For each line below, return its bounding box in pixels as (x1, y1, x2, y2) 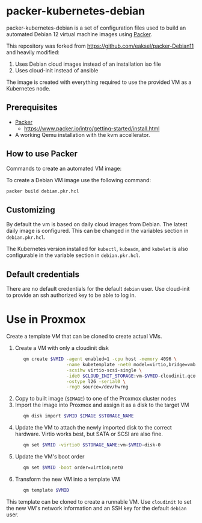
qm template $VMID (23, 487, 69, 493)
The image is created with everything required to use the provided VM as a (6, 78, 192, 86)
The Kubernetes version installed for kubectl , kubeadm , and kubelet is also (6, 246, 188, 253)
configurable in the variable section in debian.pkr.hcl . (6, 252, 141, 259)
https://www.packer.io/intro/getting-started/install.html (23, 125, 160, 132)
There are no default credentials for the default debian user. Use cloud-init (6, 285, 190, 293)
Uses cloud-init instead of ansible (14, 66, 99, 74)
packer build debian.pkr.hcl (6, 188, 79, 194)
